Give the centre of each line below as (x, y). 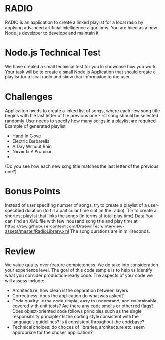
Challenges (29, 97)
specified (15, 210)
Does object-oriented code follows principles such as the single (77, 311)
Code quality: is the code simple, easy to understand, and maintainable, (85, 301)
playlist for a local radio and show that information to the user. (68, 76)
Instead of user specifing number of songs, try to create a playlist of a (76, 205)
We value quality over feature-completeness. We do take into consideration (82, 265)
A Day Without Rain (32, 146)
